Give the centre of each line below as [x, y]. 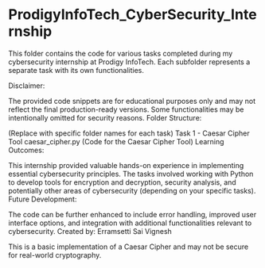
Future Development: [43, 199]
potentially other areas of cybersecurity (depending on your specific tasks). [132, 190]
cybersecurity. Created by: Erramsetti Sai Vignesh [90, 231]
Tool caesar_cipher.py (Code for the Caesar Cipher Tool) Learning [116, 141]
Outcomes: [26, 150]
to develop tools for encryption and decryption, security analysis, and [122, 182]
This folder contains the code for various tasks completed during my [121, 53]
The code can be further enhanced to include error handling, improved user [132, 214]
